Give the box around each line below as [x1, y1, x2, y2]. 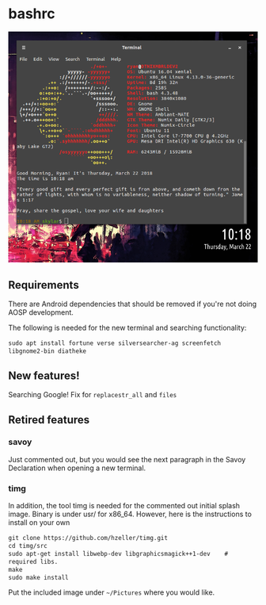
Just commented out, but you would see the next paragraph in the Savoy [8, 454, 246, 464]
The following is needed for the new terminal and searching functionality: [8, 323, 247, 333]
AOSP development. [8, 308, 74, 317]
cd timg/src [8, 542, 47, 550]
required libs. [8, 558, 59, 566]
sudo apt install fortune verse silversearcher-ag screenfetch [8, 339, 222, 347]
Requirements [8, 278, 79, 292]
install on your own [8, 518, 70, 527]
